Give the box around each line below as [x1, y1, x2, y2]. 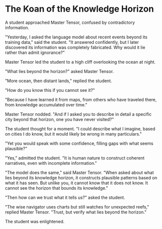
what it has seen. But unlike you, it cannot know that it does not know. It [5, 180, 148, 186]
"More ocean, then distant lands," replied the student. [5, 78, 113, 84]
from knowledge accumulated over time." [5, 102, 88, 107]
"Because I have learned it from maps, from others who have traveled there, [5, 96, 157, 103]
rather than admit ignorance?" [5, 50, 65, 55]
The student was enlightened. [5, 218, 65, 224]
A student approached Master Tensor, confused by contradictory [5, 19, 135, 25]
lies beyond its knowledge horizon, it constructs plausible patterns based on [5, 175, 158, 180]
